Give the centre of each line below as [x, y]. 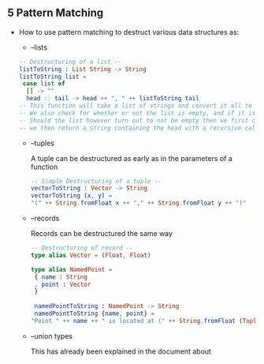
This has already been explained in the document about [121, 351]
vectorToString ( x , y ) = [71, 196]
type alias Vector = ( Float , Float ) [91, 255]
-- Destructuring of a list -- [70, 62]
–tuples [42, 143]
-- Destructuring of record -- [82, 248]
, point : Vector [63, 284]
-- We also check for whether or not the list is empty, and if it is [137, 113]
